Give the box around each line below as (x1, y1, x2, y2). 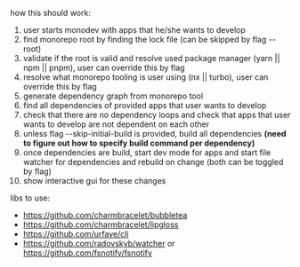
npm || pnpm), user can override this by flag (22, 62, 185, 73)
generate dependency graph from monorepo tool (22, 90, 204, 101)
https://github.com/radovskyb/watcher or (22, 239, 176, 248)
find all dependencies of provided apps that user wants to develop (22, 100, 267, 110)
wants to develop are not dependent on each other (22, 119, 210, 130)
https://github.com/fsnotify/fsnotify (22, 247, 152, 258)
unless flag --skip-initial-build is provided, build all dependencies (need (22, 129, 287, 138)
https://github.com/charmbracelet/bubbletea (22, 210, 188, 220)
